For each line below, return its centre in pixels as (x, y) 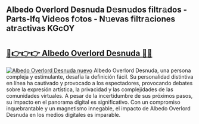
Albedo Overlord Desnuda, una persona (142, 70)
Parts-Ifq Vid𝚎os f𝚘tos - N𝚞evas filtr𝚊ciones (91, 19)
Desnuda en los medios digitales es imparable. (63, 115)
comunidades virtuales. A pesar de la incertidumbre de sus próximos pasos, (99, 96)
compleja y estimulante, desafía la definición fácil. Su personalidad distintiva (100, 77)
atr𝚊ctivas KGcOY (41, 28)
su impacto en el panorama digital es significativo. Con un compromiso (93, 102)
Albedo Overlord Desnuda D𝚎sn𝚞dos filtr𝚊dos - (97, 10)
